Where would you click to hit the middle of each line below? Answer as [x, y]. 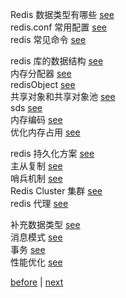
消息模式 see [36, 237]
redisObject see [43, 84]
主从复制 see [36, 166]
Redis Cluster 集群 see [56, 191]
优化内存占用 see [45, 132]
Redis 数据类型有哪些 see [62, 14]
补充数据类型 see [45, 224]
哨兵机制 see [36, 178]
